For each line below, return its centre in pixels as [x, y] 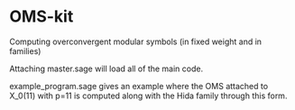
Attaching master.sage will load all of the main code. [106, 69]
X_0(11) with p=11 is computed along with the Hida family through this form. [148, 96]
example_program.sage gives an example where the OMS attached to [139, 86]
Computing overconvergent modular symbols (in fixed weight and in [136, 41]
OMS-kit [41, 17]
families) [25, 50]
